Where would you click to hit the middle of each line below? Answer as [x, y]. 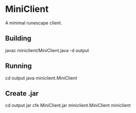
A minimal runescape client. [34, 23]
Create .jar [22, 93]
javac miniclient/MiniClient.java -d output [47, 50]
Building [18, 38]
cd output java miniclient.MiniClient [41, 78]
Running [19, 66]
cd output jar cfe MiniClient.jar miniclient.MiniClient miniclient [68, 106]
